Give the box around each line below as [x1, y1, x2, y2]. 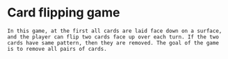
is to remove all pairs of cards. [7, 45, 108, 52]
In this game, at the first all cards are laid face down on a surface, [7, 27, 222, 34]
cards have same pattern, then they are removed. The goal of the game [7, 39, 219, 46]
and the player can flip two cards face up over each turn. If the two [7, 33, 219, 40]
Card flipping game [7, 5, 120, 21]
